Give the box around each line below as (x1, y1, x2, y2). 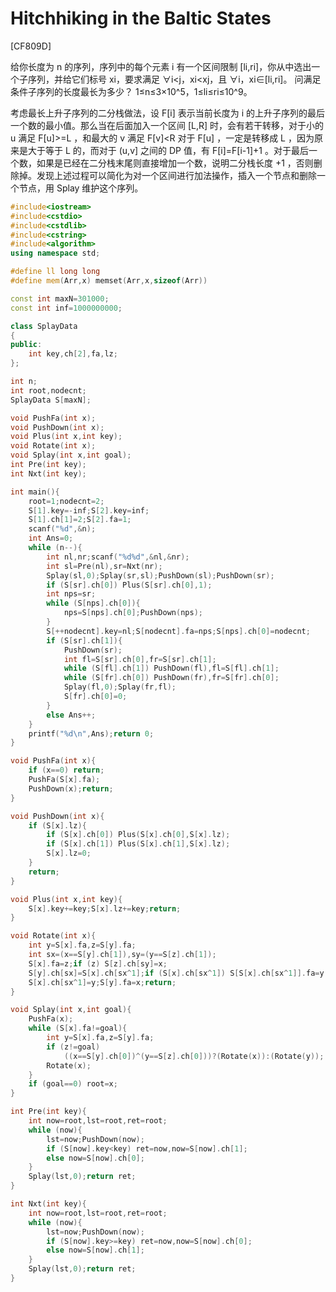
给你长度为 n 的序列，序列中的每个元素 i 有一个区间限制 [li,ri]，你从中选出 (10, 60, 312, 72)
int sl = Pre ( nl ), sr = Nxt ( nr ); (46, 561, 163, 571)
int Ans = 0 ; (28, 533, 74, 544)
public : (10, 340, 43, 350)
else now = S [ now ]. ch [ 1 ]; (46, 1245, 145, 1256)
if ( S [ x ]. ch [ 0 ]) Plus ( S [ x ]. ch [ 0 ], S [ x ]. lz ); (46, 830, 231, 840)
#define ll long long (10, 267, 101, 277)
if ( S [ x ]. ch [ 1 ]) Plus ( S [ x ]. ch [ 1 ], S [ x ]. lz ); (46, 839, 231, 849)
